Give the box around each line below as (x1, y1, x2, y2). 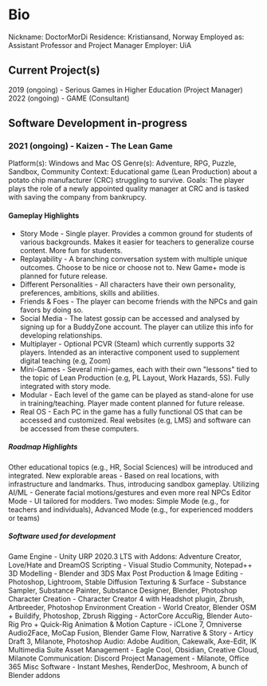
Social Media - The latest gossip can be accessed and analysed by (19, 313, 241, 323)
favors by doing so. (19, 305, 84, 315)
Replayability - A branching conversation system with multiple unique (19, 254, 248, 264)
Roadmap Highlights (8, 442, 78, 452)
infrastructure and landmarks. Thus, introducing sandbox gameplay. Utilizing (8, 479, 260, 489)
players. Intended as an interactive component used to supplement (19, 347, 240, 357)
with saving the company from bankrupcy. (8, 192, 147, 202)
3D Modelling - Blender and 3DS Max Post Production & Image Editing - (8, 569, 244, 578)
